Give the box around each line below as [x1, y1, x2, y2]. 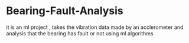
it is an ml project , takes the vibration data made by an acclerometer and [6, 24, 184, 31]
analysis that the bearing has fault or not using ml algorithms [6, 29, 154, 37]
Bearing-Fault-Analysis [6, 4, 123, 18]
